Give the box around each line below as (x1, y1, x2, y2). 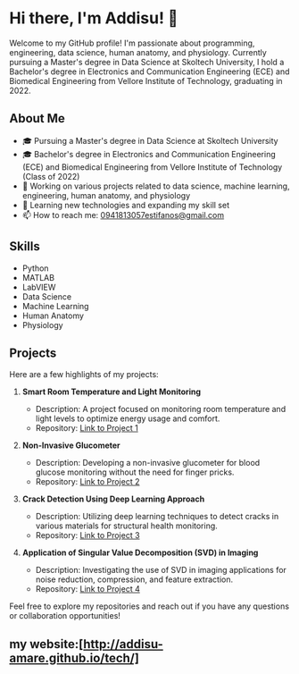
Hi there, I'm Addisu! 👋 (9, 8, 179, 29)
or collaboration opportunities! (9, 611, 120, 621)
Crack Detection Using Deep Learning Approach (21, 493, 205, 504)
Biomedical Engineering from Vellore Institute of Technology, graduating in (9, 75, 283, 86)
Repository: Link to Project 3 (35, 530, 140, 541)
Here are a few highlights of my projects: (9, 369, 159, 380)
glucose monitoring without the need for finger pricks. (35, 467, 235, 477)
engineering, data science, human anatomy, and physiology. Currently (9, 46, 268, 57)
